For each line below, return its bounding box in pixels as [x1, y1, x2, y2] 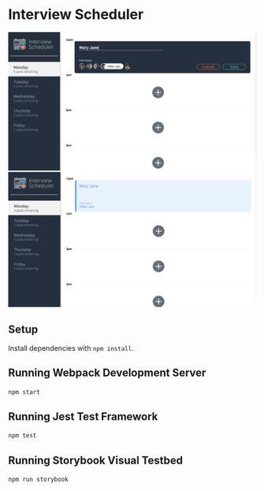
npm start [8, 388, 41, 396]
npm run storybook [8, 475, 69, 484]
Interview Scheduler [8, 6, 144, 24]
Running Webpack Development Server [8, 366, 206, 380]
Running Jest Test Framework [8, 410, 158, 423]
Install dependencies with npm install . [8, 343, 134, 352]
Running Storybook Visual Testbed [8, 453, 184, 467]
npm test [8, 432, 37, 440]
